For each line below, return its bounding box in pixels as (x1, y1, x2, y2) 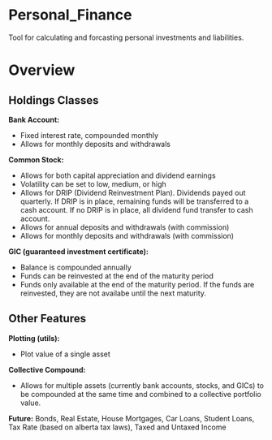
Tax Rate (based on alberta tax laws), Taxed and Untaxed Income (8, 422, 227, 432)
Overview (8, 61, 76, 80)
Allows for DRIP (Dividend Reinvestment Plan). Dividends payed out (19, 188, 246, 197)
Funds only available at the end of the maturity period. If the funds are (19, 279, 255, 289)
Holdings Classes (8, 93, 99, 107)
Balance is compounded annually (19, 262, 132, 272)
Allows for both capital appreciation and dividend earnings (19, 170, 217, 180)
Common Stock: (8, 154, 64, 164)
